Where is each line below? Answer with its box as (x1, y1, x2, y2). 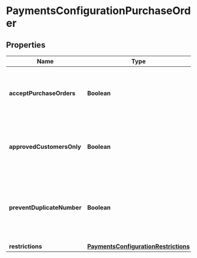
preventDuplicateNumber (9, 203, 82, 212)
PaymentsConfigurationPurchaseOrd (6, 4, 191, 18)
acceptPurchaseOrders (9, 89, 76, 97)
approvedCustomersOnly (9, 142, 81, 151)
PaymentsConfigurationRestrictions (87, 242, 191, 250)
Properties (6, 40, 46, 50)
